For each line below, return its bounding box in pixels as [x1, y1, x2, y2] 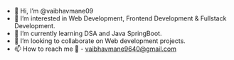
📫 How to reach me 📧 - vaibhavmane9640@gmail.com [14, 44, 176, 53]
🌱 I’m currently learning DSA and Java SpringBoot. [14, 29, 162, 37]
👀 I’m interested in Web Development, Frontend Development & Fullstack [14, 14, 227, 23]
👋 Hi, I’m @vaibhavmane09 [14, 7, 94, 15]
